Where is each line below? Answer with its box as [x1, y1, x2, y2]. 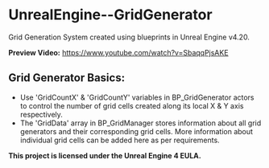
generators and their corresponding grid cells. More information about [19, 126, 254, 136]
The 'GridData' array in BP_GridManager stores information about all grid [19, 118, 262, 128]
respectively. [19, 109, 63, 119]
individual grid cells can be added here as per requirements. [19, 135, 220, 145]
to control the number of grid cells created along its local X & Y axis [19, 100, 244, 110]
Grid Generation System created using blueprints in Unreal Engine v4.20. [8, 32, 250, 42]
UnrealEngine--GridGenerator [8, 6, 213, 24]
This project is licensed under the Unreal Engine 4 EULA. [8, 150, 201, 160]
